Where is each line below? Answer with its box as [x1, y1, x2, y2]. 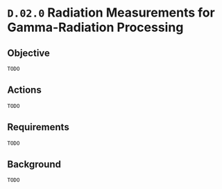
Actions [7, 84, 42, 96]
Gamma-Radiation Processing [7, 19, 184, 35]
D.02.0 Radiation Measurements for [7, 5, 215, 21]
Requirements [7, 121, 69, 133]
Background [7, 159, 61, 170]
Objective [7, 47, 51, 59]
